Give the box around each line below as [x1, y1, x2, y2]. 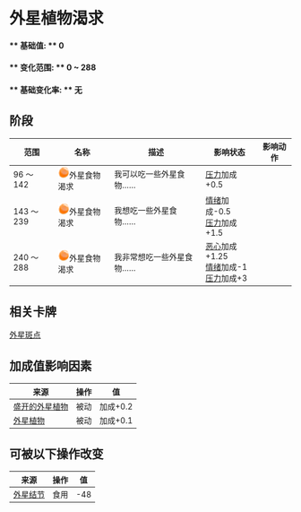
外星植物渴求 [9, 8, 105, 29]
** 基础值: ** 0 [9, 39, 64, 50]
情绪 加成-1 [205, 262, 248, 273]
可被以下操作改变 [9, 447, 104, 462]
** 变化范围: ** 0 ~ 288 [9, 62, 97, 73]
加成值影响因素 [9, 358, 92, 373]
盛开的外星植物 [13, 401, 69, 412]
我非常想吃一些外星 [114, 251, 185, 262]
